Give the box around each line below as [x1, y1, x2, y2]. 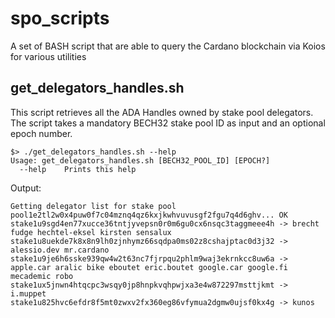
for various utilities [10, 50, 87, 62]
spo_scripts [10, 7, 110, 30]
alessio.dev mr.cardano [10, 245, 110, 255]
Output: [10, 182, 42, 194]
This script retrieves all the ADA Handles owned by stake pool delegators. [10, 106, 314, 118]
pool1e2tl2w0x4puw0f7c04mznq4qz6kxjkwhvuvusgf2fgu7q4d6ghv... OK [10, 210, 288, 220]
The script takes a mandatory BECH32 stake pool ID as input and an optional [10, 117, 326, 129]
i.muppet [10, 288, 47, 299]
